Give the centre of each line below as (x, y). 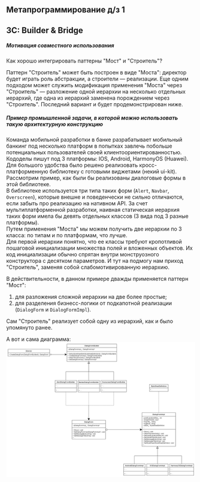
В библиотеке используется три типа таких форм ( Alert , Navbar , (88, 190)
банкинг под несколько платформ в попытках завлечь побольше (89, 146)
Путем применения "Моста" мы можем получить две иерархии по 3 (94, 229)
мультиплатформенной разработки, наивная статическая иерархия (93, 209)
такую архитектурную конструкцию (55, 124)
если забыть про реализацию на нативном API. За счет (77, 203)
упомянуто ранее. (29, 327)
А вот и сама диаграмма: (39, 339)
